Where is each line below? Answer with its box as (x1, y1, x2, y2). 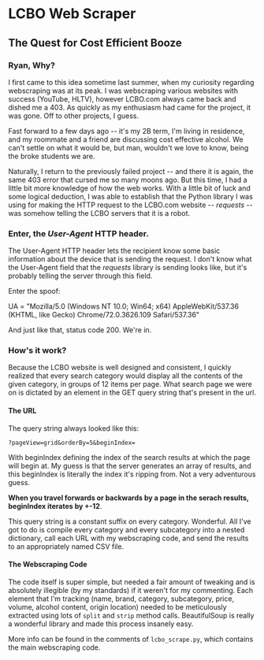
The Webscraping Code (8, 560, 88, 569)
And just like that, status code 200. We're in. (8, 325, 152, 335)
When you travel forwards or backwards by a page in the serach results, (8, 493, 250, 502)
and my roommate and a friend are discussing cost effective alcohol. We (8, 135, 244, 144)
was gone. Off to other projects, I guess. (8, 111, 139, 121)
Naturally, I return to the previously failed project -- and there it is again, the (8, 166, 254, 176)
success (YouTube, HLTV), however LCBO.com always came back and (8, 94, 236, 103)
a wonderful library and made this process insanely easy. (8, 619, 194, 628)
